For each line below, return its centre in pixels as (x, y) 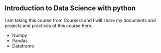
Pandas (20, 40)
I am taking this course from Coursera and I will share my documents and (80, 20)
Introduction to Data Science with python (70, 8)
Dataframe (23, 46)
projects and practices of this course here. (49, 25)
